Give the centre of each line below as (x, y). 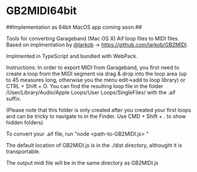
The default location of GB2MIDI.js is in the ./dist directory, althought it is (94, 145)
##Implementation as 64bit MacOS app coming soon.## (74, 27)
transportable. (23, 151)
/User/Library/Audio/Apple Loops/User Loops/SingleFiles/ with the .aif (91, 92)
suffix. (14, 99)
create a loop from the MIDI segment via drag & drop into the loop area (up (96, 73)
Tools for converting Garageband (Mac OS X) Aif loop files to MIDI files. (93, 38)
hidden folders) (25, 122)
